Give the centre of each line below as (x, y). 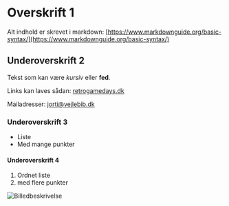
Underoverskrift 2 (46, 61)
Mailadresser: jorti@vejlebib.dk (51, 104)
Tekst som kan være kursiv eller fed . (59, 77)
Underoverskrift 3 (37, 122)
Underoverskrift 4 (33, 160)
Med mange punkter (46, 144)
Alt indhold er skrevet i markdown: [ (58, 32)
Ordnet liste (33, 175)
